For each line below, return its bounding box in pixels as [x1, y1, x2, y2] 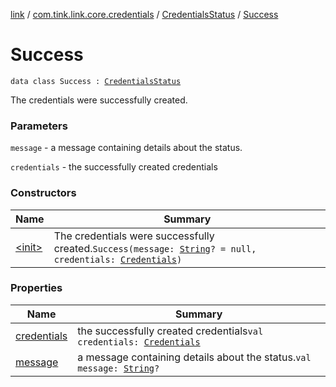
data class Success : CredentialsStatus [10, 76, 182, 86]
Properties [10, 281, 63, 295]
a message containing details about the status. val [77, 350, 312, 364]
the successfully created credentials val [77, 324, 264, 338]
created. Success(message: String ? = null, [53, 241, 257, 255]
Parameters [10, 119, 68, 133]
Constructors [10, 186, 77, 200]
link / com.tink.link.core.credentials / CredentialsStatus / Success [10, 9, 279, 20]
